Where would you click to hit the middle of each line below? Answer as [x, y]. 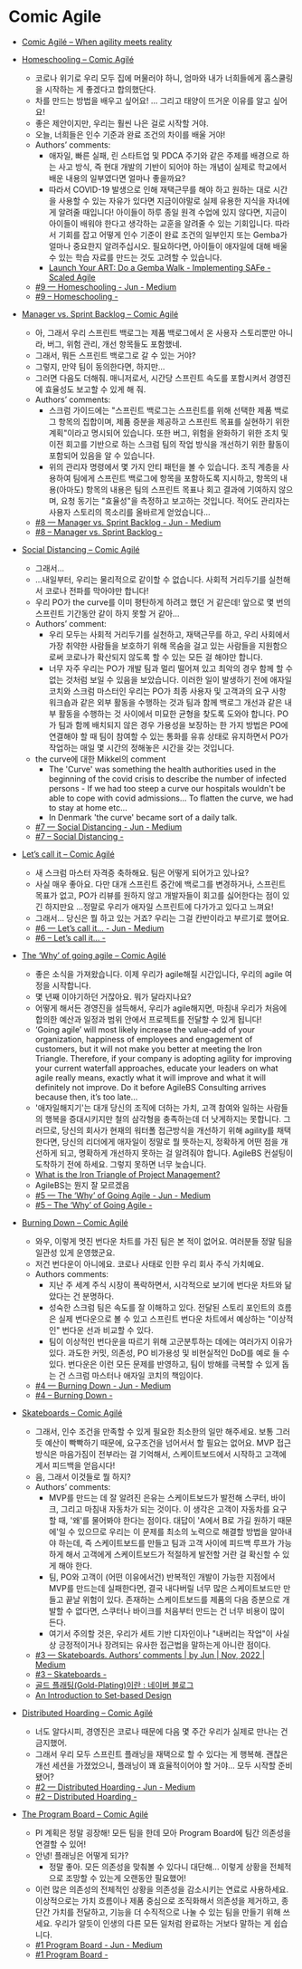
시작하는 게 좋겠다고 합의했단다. [100, 89]
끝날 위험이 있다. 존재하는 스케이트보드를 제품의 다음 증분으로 [173, 1599]
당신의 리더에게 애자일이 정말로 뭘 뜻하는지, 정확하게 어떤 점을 [170, 1141]
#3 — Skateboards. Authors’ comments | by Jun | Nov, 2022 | [150, 1655]
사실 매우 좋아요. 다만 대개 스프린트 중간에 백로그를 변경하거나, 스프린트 [160, 884]
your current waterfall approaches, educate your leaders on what [156, 1068]
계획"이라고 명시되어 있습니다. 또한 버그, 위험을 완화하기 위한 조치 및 [168, 433]
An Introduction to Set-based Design [104, 1695]
